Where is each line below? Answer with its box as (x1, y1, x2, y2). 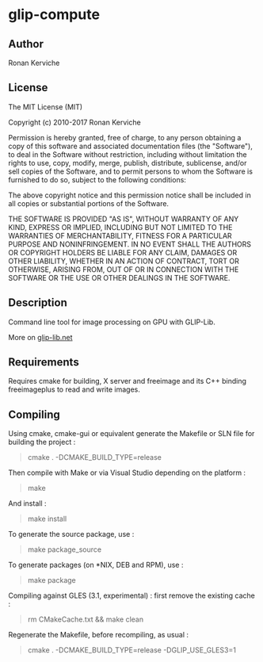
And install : (8, 499, 47, 508)
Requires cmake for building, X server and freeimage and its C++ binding (8, 377, 247, 386)
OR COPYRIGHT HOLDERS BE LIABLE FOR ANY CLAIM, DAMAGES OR (8, 247, 238, 257)
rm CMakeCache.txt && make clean (27, 614, 144, 624)
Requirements (8, 355, 79, 369)
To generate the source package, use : (8, 530, 135, 539)
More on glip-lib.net (8, 332, 73, 342)
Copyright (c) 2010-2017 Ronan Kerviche (8, 117, 141, 127)
